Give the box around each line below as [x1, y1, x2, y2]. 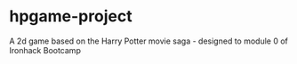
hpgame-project [9, 6, 132, 27]
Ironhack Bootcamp [9, 44, 82, 55]
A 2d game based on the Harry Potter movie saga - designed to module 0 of [9, 36, 289, 46]
